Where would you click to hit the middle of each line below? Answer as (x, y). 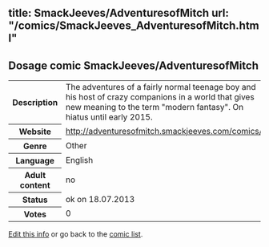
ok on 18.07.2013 (100, 199)
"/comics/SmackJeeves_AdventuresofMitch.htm (134, 26)
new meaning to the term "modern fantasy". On (155, 107)
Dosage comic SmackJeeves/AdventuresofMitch (133, 65)
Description (35, 102)
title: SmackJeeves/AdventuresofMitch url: (119, 13)
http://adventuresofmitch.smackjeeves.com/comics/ (164, 131)
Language (35, 160)
